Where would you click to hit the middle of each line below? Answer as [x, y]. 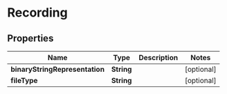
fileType [24, 81]
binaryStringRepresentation [58, 69]
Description [158, 58]
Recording [37, 13]
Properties [30, 38]
